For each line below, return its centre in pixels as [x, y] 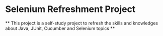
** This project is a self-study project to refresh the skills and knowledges [82, 23]
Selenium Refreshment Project [70, 9]
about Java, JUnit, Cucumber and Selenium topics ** [60, 28]
